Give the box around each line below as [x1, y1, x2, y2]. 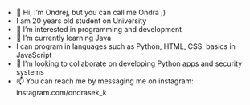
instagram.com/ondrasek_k [15, 88, 107, 97]
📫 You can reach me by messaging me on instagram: [15, 76, 195, 86]
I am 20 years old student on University [15, 16, 147, 26]
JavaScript [15, 50, 52, 59]
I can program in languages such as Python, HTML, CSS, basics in [15, 42, 236, 51]
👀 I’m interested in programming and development [15, 25, 182, 34]
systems [15, 67, 44, 76]
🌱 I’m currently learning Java [15, 33, 112, 42]
